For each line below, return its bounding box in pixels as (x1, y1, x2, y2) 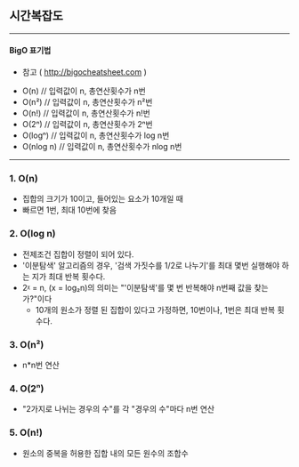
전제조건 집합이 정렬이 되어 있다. (21, 248, 134, 260)
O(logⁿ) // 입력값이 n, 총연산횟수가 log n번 (21, 130, 170, 141)
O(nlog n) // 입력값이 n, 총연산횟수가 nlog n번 (21, 141, 182, 152)
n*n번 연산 (21, 359, 60, 370)
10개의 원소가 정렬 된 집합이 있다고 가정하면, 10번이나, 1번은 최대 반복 (35, 304, 276, 315)
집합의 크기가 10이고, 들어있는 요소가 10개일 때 (21, 194, 184, 205)
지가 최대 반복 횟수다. (31, 270, 106, 282)
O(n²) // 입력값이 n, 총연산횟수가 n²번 (21, 97, 153, 108)
